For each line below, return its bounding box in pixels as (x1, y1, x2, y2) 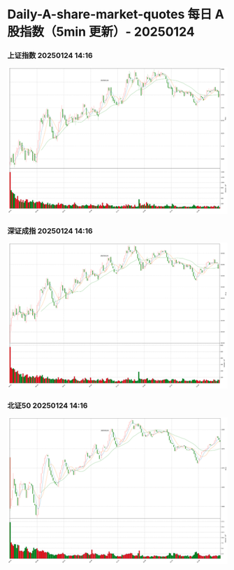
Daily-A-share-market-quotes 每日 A (7, 6, 225, 22)
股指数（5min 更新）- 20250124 (7, 24, 196, 40)
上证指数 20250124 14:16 (7, 50, 93, 60)
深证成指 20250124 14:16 (7, 225, 93, 235)
